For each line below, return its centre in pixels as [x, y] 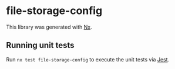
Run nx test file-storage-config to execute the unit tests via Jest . [88, 59]
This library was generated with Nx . [49, 27]
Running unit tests [40, 45]
